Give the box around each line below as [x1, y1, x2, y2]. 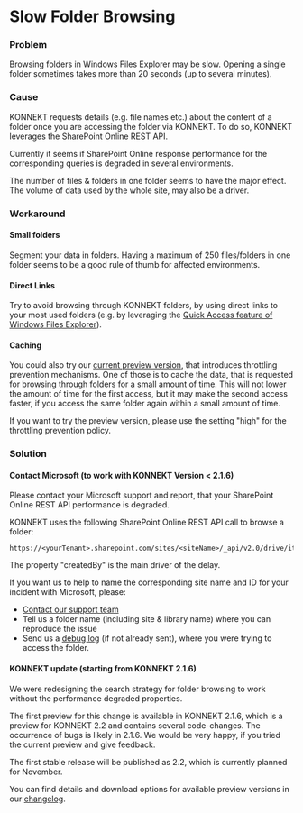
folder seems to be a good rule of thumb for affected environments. [9, 259, 261, 269]
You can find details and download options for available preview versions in [9, 783, 290, 794]
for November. [9, 766, 63, 777]
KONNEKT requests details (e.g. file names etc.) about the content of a [9, 111, 272, 123]
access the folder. [22, 643, 90, 653]
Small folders [9, 230, 60, 241]
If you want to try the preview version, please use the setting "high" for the [9, 416, 287, 426]
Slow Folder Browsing [9, 6, 176, 27]
